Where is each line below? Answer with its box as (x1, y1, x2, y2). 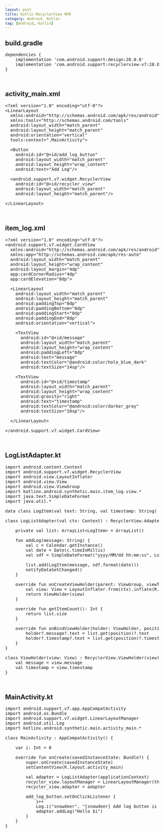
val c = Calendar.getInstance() (25, 542, 103, 548)
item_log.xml (5, 224, 45, 232)
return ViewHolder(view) (25, 591, 85, 597)
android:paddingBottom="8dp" (15, 305, 85, 311)
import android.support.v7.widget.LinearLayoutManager (5, 716, 139, 721)
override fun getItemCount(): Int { (15, 606, 103, 611)
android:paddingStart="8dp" (15, 310, 82, 316)
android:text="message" (20, 354, 78, 360)
